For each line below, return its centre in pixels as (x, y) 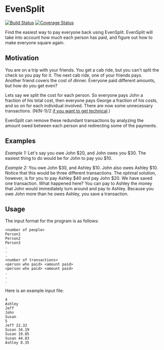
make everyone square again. (35, 42)
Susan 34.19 (17, 330)
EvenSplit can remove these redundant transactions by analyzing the (74, 120)
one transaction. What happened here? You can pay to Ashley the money (79, 183)
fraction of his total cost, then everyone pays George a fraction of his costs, (82, 100)
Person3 (13, 243)
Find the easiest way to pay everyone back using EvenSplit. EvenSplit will (79, 32)
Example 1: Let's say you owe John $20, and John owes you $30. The (75, 153)
